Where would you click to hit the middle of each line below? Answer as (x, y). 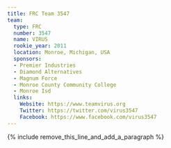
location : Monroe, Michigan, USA (62, 53)
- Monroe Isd (32, 91)
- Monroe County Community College (65, 85)
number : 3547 (32, 33)
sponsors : (27, 59)
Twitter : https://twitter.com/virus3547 (79, 110)
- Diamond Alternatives (48, 72)
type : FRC (27, 26)
